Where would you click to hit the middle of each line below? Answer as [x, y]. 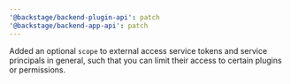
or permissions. [38, 69]
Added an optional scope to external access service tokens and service [138, 50]
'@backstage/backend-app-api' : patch [79, 26]
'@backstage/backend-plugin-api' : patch [85, 17]
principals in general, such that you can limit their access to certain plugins [145, 60]
